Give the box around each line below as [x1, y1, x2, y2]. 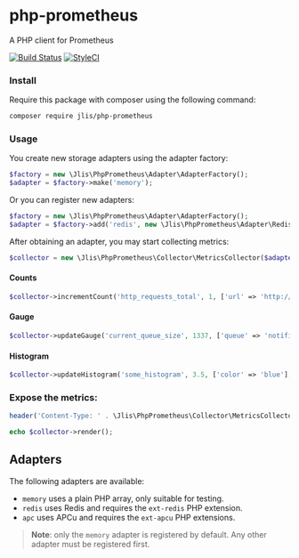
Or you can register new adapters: [9, 195, 135, 206]
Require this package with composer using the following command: [9, 94, 256, 105]
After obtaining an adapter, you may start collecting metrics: [9, 236, 230, 247]
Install [9, 74, 37, 86]
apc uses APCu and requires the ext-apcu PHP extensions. [21, 512, 236, 522]
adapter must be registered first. [30, 538, 150, 549]
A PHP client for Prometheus [9, 35, 114, 45]
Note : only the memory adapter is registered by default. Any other [30, 529, 267, 539]
